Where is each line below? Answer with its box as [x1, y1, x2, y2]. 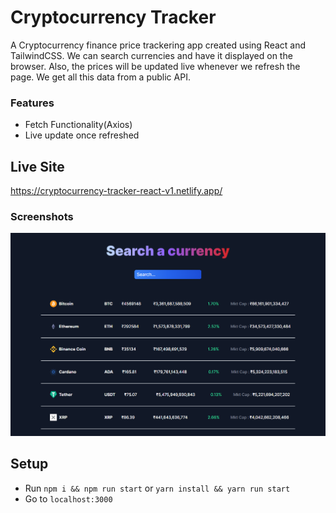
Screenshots [10, 209, 74, 223]
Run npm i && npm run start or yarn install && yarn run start [24, 482, 291, 494]
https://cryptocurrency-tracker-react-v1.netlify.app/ [10, 185, 223, 197]
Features [10, 96, 55, 110]
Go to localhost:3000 [24, 492, 113, 505]
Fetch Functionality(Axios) [24, 119, 133, 131]
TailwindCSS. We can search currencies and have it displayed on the [10, 49, 293, 61]
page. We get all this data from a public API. [10, 71, 191, 83]
